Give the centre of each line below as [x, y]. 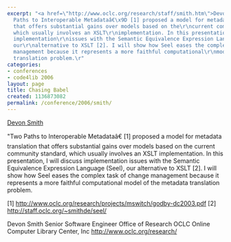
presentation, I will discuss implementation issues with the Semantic [103, 161]
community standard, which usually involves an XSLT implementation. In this [115, 153]
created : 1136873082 [37, 97]
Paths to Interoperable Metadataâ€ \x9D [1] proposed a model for [109, 20]
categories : [24, 65]
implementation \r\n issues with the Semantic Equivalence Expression [113, 39]
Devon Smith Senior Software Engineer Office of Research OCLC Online [109, 223]
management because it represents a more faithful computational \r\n [115, 52]
